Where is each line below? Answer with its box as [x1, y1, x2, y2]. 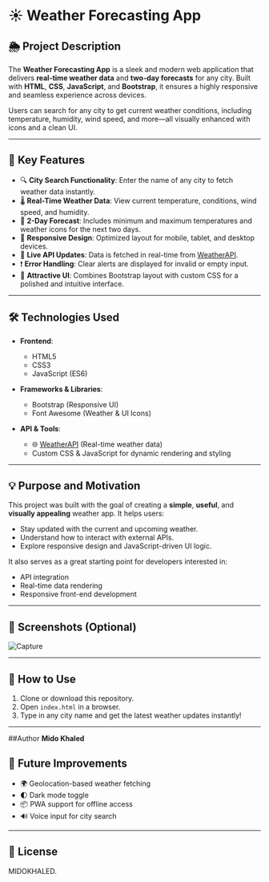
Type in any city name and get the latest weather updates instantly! [19, 710, 242, 720]
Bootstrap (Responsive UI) [31, 399, 119, 409]
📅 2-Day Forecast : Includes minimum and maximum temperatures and [19, 216, 252, 225]
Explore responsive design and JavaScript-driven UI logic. [19, 541, 212, 551]
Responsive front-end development [19, 589, 138, 599]
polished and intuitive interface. [19, 279, 124, 289]
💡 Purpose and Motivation [8, 479, 141, 493]
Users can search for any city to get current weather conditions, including [8, 106, 252, 115]
